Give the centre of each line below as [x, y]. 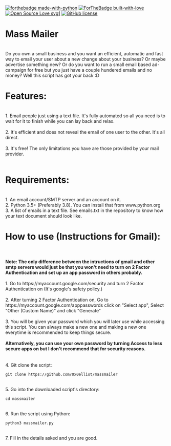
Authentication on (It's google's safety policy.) [54, 289]
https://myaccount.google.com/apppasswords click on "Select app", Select [85, 305]
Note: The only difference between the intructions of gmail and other [80, 262]
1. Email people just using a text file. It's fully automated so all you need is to [85, 116]
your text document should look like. [44, 216]
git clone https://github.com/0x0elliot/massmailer [61, 374]
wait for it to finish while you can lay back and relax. [60, 121]
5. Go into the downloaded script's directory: [52, 389]
